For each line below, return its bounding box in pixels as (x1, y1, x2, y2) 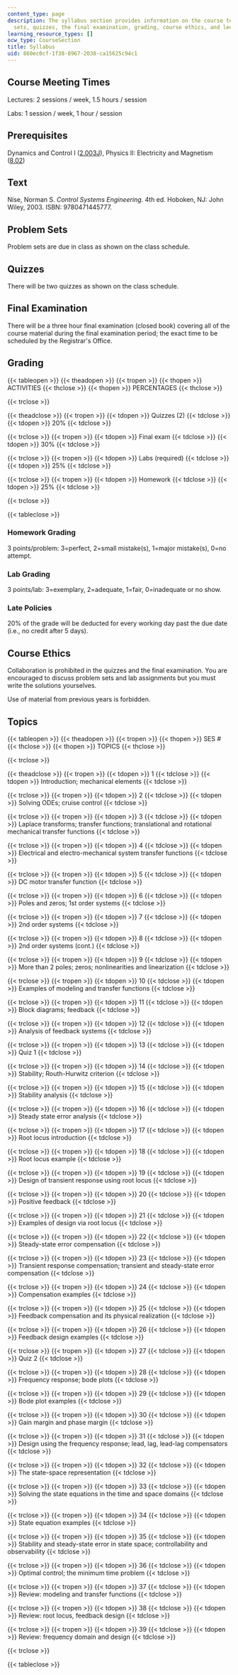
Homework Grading (7, 527, 76, 537)
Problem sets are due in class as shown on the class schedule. (7, 242, 190, 251)
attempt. (7, 551, 32, 560)
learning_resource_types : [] (7, 30, 93, 38)
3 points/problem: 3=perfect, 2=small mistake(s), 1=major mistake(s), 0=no (7, 544, 227, 552)
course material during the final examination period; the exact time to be (7, 328, 218, 338)
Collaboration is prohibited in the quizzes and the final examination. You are (7, 666, 228, 675)
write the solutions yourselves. (7, 682, 97, 690)
